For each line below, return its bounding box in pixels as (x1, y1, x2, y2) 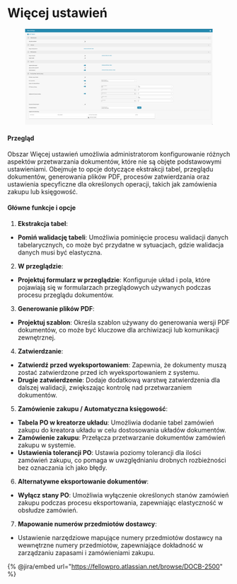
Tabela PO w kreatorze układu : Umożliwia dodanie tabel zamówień (17, 418, 214, 427)
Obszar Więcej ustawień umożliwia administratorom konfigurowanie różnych (7, 150, 231, 158)
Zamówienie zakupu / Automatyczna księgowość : (17, 405, 168, 413)
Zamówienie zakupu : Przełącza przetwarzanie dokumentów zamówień (17, 434, 226, 442)
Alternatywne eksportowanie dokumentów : (17, 477, 149, 486)
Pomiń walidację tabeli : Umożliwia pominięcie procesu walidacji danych (17, 233, 229, 242)
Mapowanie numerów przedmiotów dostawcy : (17, 520, 157, 529)
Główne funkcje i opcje (7, 203, 76, 212)
